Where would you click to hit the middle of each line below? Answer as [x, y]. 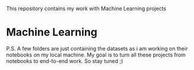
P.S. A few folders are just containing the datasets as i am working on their [97, 48]
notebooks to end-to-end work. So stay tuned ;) [65, 61]
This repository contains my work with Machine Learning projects [86, 9]
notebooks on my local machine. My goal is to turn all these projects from [96, 55]
